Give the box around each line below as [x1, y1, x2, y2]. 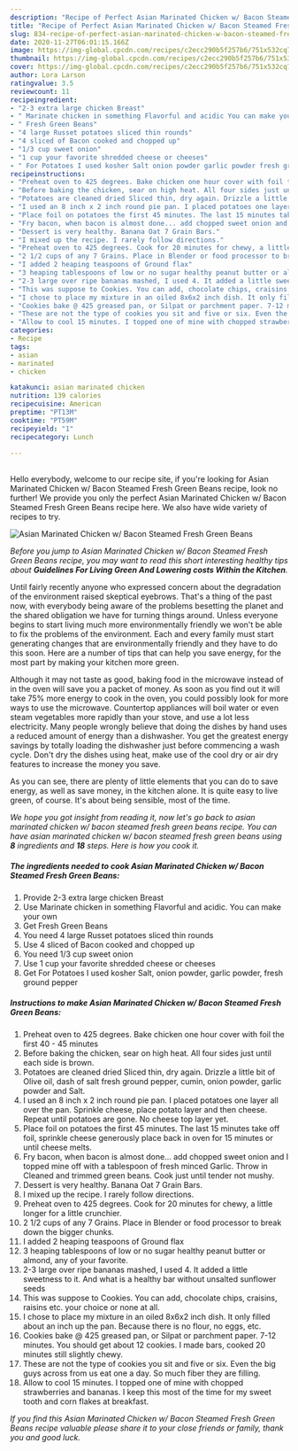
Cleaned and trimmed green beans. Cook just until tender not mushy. [22, 1170, 275, 1181]
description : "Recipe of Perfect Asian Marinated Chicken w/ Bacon [10, 12, 264, 22]
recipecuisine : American [10, 400, 102, 408]
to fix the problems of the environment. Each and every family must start [10, 629, 274, 640]
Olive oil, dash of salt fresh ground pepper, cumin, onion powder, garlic [22, 1076, 282, 1087]
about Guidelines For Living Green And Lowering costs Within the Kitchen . [10, 564, 288, 576]
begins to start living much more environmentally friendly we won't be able [10, 619, 283, 630]
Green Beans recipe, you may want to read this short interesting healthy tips [10, 555, 288, 566]
